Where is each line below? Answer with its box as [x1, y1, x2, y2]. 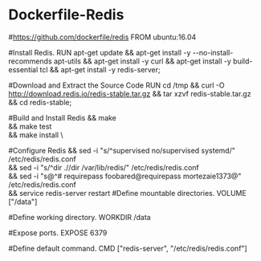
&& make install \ [8, 130, 63, 140]
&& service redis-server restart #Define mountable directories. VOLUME [8, 188, 247, 198]
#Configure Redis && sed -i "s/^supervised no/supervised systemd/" [8, 145, 235, 155]
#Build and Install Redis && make [8, 112, 116, 122]
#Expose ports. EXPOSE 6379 [8, 227, 108, 238]
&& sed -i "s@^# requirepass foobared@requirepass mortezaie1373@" [8, 171, 242, 181]
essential [8, 64, 39, 74]
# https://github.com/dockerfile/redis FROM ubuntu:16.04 [8, 32, 197, 42]
